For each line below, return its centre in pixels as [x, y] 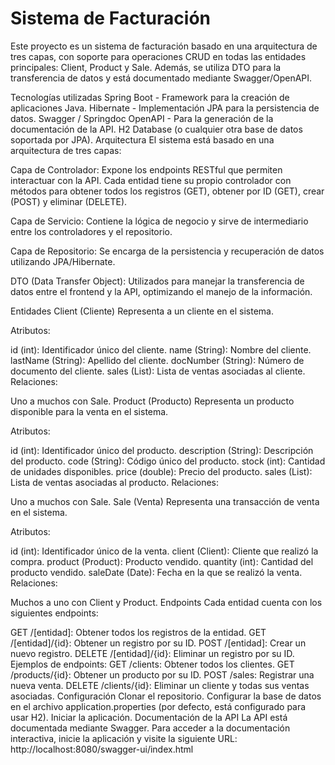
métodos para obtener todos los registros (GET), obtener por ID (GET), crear [167, 191]
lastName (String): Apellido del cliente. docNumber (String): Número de [157, 360]
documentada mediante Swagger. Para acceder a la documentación [150, 728]
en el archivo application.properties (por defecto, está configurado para [158, 706]
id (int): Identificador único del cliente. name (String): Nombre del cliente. [161, 349]
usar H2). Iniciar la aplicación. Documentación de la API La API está [149, 717]
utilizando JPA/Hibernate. [63, 261]
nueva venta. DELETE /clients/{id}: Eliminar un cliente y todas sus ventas [160, 685]
